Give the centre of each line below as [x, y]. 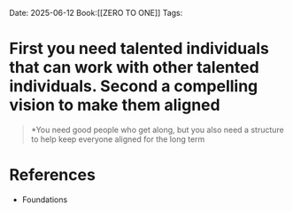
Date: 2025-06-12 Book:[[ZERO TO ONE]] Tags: [96, 13]
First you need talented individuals [139, 49]
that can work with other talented [134, 68]
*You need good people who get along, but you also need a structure [158, 130]
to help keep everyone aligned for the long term [118, 139]
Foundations [45, 200]
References [52, 175]
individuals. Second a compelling [134, 86]
